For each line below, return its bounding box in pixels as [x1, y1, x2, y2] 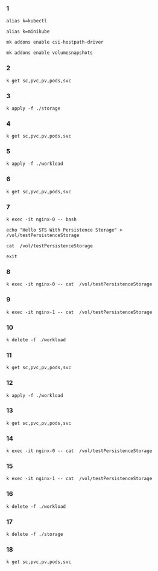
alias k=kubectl [6, 18, 47, 24]
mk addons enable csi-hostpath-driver [6, 39, 104, 45]
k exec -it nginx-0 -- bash [6, 216, 77, 222]
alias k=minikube [6, 28, 50, 35]
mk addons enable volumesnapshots [6, 50, 93, 56]
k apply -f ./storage [6, 105, 61, 112]
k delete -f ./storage [6, 532, 63, 538]
